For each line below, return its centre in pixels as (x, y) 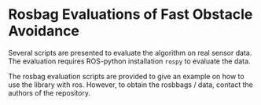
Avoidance (44, 31)
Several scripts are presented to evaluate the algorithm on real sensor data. (130, 52)
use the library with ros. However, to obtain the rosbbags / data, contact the (130, 85)
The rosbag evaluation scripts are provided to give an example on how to (127, 76)
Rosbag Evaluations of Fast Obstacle (130, 14)
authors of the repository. (50, 92)
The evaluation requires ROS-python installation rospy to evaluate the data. (129, 61)
